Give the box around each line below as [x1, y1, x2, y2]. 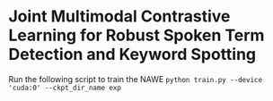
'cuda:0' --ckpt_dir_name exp [8, 83, 122, 92]
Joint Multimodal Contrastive [8, 6, 231, 27]
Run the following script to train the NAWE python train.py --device [8, 73, 262, 84]
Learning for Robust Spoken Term [8, 25, 265, 46]
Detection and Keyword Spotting [8, 45, 257, 64]
